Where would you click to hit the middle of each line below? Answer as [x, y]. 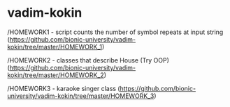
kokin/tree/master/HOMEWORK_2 [56, 75]
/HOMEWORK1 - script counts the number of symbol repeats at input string [115, 32]
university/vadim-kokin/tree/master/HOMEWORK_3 [81, 96]
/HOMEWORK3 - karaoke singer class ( [64, 88]
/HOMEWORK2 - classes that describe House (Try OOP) [88, 60]
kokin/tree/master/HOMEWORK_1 [55, 47]
